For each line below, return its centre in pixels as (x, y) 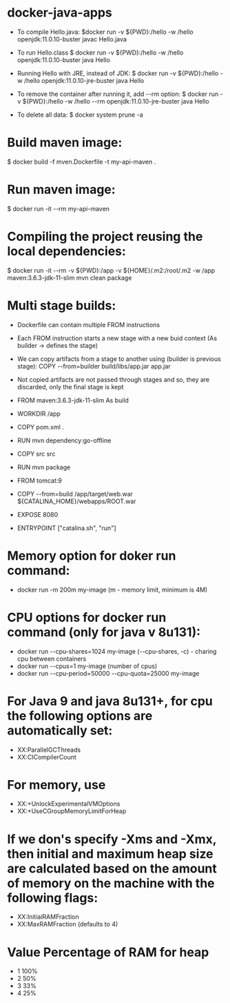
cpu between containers (52, 659)
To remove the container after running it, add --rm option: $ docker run (118, 94)
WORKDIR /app (39, 413)
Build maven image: (65, 143)
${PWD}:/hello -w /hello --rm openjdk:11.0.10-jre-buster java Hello (116, 101)
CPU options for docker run (87, 617)
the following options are (80, 715)
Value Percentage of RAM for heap (108, 952)
